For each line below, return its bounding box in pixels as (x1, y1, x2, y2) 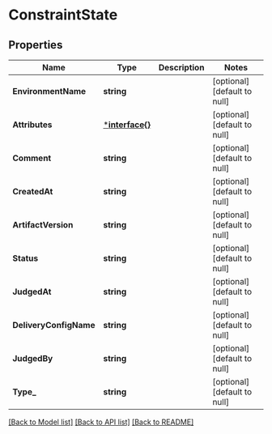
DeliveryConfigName (12, 320, 96, 330)
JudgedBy (12, 353, 53, 364)
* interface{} (103, 119, 151, 130)
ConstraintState (8, 6, 118, 24)
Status (12, 253, 39, 264)
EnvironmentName (12, 86, 87, 96)
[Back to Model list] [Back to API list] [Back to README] (8, 417, 194, 427)
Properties (8, 38, 63, 52)
